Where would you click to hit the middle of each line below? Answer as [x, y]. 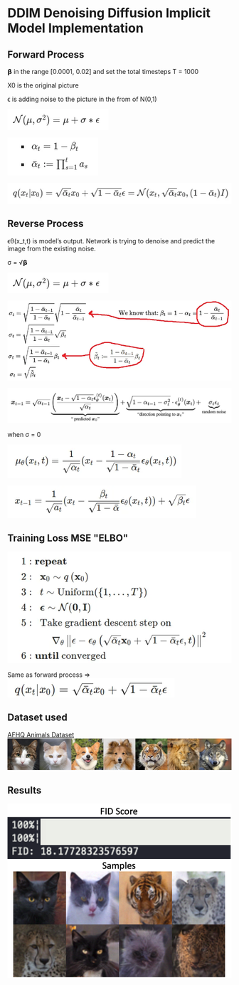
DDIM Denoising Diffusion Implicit [109, 13]
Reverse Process [46, 224]
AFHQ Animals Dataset [41, 734]
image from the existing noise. [52, 248]
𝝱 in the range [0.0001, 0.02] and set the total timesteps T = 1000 [103, 72]
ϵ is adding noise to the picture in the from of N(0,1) [83, 99]
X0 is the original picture [43, 85]
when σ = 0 [24, 434]
